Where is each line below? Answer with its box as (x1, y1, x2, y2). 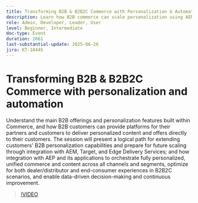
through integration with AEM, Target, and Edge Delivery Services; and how (6, 148, 190, 155)
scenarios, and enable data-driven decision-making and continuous (6, 173, 171, 180)
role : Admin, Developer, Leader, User (6, 19, 101, 25)
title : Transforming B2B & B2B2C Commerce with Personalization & (6, 8, 173, 15)
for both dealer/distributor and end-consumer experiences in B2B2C (6, 167, 173, 174)
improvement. (6, 179, 40, 186)
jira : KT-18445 (6, 47, 44, 53)
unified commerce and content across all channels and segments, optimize (6, 160, 189, 168)
